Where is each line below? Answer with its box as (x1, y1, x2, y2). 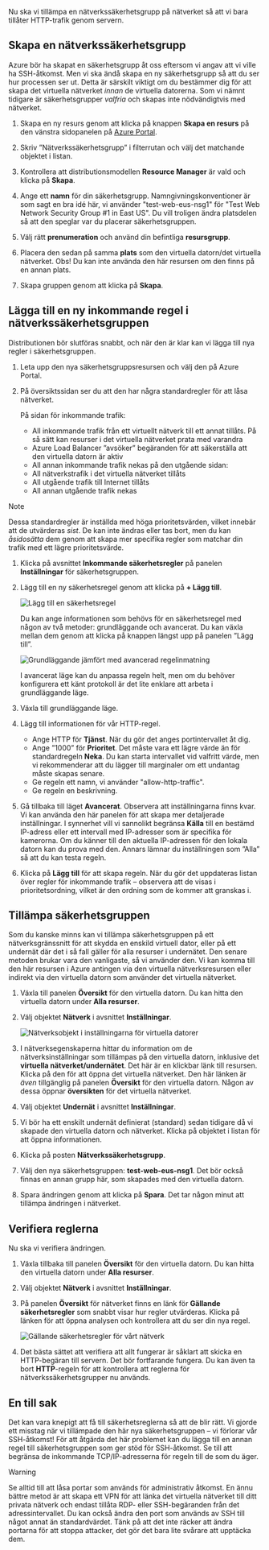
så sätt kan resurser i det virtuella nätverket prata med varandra (31, 434, 243, 444)
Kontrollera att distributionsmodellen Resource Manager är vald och (19, 167, 247, 176)
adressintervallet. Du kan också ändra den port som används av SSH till (8, 1509, 245, 1519)
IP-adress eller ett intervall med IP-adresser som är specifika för (19, 827, 232, 837)
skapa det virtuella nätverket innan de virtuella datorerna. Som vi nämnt (8, 85, 246, 95)
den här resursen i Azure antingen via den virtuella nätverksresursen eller (8, 964, 251, 973)
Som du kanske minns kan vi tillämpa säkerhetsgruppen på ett (8, 930, 214, 940)
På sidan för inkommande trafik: (19, 410, 126, 420)
